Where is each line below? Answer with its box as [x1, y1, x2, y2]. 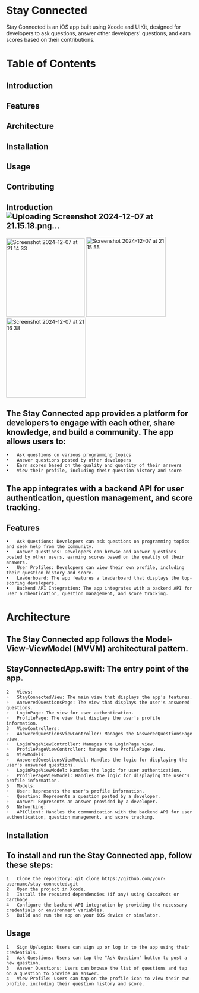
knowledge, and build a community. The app [6, 427, 174, 437]
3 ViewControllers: [6, 725, 60, 731]
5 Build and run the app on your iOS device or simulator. [6, 912, 161, 918]
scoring [6, 580, 26, 586]
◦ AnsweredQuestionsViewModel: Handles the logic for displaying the [6, 757, 187, 763]
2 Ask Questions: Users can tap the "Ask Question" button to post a [6, 955, 187, 961]
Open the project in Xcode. [17, 886, 86, 892]
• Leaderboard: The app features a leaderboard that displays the [6, 575, 179, 581]
